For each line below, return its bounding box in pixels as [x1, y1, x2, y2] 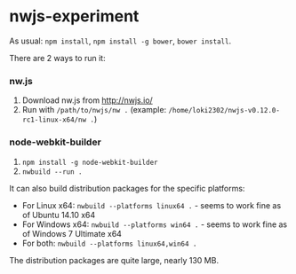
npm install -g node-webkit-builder [21, 158, 158, 167]
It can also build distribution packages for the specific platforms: [9, 183, 245, 193]
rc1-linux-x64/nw [21, 115, 87, 125]
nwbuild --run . [21, 167, 83, 176]
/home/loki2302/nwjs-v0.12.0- [168, 106, 280, 115]
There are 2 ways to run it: [9, 52, 106, 63]
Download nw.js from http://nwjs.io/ [21, 95, 153, 106]
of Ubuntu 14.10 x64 [21, 209, 96, 220]
